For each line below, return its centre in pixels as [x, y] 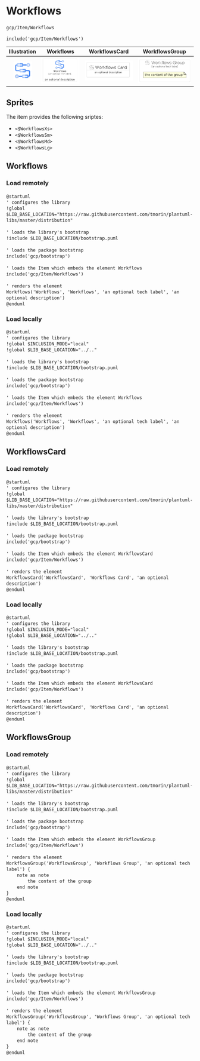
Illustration [23, 51]
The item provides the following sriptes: [55, 116]
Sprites [20, 102]
